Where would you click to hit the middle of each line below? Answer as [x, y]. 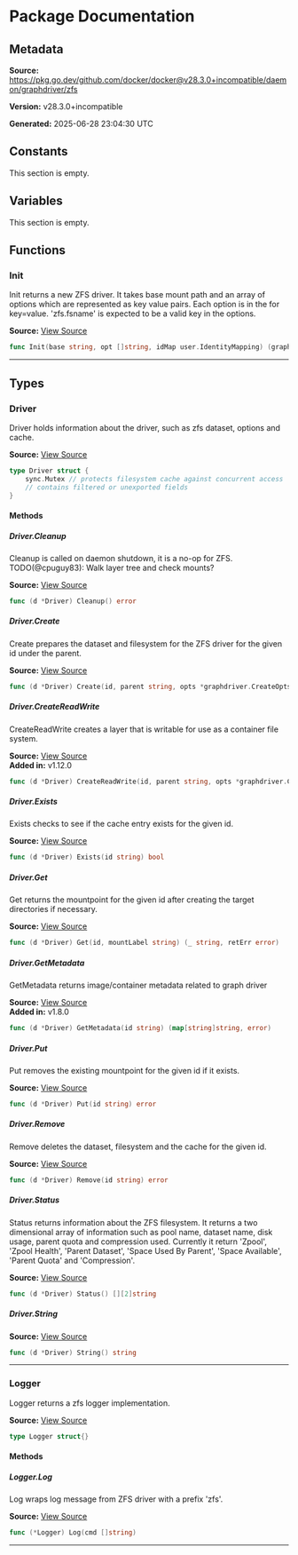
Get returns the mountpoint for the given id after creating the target [132, 900]
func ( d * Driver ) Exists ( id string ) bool [87, 857]
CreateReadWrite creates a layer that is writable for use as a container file [144, 729]
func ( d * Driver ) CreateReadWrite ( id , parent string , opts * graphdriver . [149, 781]
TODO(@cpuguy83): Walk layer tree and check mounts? [112, 567]
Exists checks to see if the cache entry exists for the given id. [121, 824]
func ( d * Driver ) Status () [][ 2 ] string [83, 1294]
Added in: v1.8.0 [39, 1012]
